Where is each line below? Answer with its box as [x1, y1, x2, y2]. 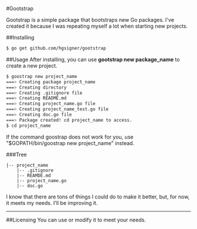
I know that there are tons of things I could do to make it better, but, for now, [6, 193, 190, 200]
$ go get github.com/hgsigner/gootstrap [6, 45, 107, 51]
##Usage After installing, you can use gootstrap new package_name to [6, 56, 180, 63]
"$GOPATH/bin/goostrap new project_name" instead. [6, 139, 135, 146]
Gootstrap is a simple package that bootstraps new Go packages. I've [6, 16, 175, 23]
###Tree [6, 151, 28, 158]
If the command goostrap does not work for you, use [6, 133, 134, 140]
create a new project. [6, 62, 57, 69]
